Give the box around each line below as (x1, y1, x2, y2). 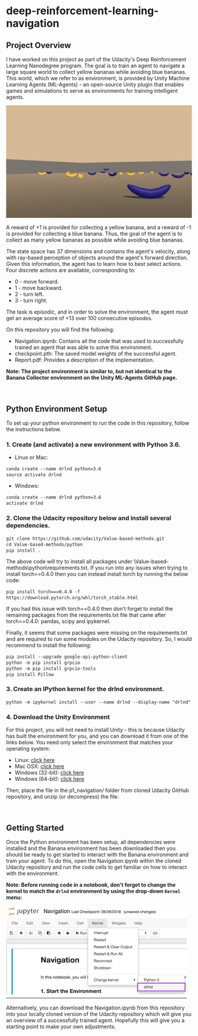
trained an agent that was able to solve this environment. (14, 344, 153, 351)
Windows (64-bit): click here (14, 776, 84, 783)
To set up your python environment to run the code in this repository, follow (6, 419, 190, 426)
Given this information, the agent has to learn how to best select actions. (6, 260, 183, 268)
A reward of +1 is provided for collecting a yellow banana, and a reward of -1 (6, 224, 192, 231)
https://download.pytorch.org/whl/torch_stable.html (6, 595, 138, 601)
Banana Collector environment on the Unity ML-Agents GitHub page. (6, 374, 178, 382)
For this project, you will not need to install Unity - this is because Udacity (6, 726, 185, 734)
